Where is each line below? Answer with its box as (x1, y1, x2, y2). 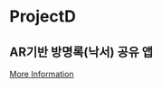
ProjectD (9, 6, 77, 27)
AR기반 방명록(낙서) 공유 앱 (9, 44, 154, 59)
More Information (9, 69, 74, 79)
